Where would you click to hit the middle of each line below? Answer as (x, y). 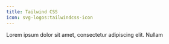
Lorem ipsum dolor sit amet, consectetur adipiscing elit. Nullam (85, 34)
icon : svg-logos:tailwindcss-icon (50, 17)
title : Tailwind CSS (32, 12)
